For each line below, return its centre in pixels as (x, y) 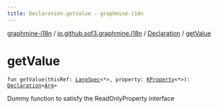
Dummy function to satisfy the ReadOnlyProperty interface (91, 98)
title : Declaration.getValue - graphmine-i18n (75, 13)
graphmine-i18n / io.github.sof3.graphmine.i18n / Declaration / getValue (109, 33)
